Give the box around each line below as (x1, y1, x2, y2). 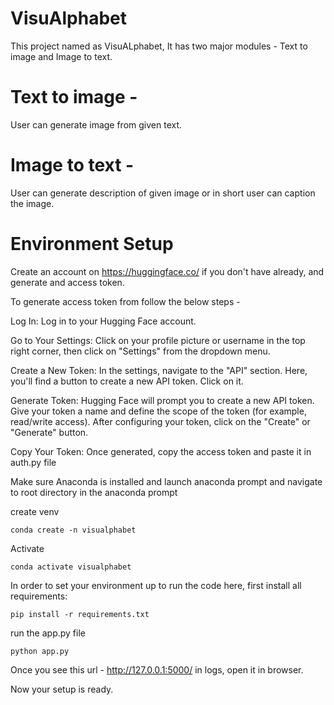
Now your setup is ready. (10, 683, 114, 695)
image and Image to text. (10, 50, 113, 62)
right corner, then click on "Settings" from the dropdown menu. (10, 345, 271, 357)
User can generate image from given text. (10, 118, 183, 131)
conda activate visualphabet (10, 562, 132, 572)
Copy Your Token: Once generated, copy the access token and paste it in (10, 445, 312, 457)
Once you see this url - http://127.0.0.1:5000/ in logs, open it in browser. (10, 663, 304, 676)
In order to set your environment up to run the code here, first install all (10, 579, 302, 591)
